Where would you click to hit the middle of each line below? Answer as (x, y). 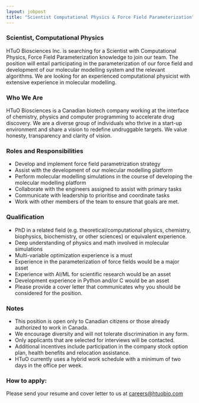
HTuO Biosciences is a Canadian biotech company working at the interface (98, 111)
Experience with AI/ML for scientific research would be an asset (93, 274)
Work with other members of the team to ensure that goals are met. (97, 201)
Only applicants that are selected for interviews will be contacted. (95, 340)
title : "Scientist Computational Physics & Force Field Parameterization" (100, 17)
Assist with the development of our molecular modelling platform (94, 170)
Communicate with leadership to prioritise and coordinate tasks (92, 196)
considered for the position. (49, 293)
